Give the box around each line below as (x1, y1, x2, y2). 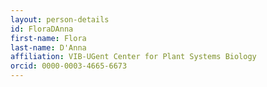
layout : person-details (10, 14, 110, 25)
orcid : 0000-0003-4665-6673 (10, 61, 128, 71)
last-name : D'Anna (10, 42, 87, 53)
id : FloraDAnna (10, 24, 74, 34)
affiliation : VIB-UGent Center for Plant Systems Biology (10, 52, 257, 62)
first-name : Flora (10, 33, 87, 43)
